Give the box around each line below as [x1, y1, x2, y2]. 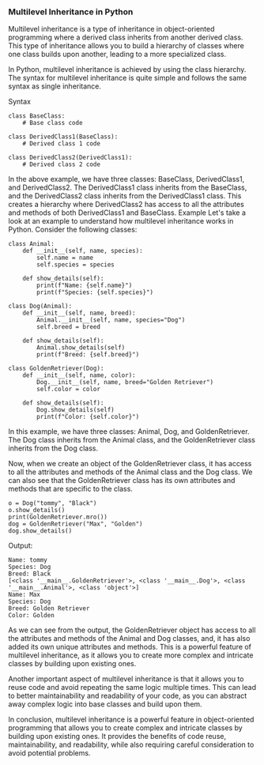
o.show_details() [8, 507, 66, 514]
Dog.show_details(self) [36, 406, 115, 414]
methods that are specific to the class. [8, 484, 133, 494]
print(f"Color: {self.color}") [36, 413, 140, 421]
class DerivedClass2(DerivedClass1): [8, 153, 133, 162]
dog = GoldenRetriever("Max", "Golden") [8, 520, 144, 528]
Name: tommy [8, 556, 47, 564]
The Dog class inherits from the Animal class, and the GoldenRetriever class [8, 435, 255, 445]
